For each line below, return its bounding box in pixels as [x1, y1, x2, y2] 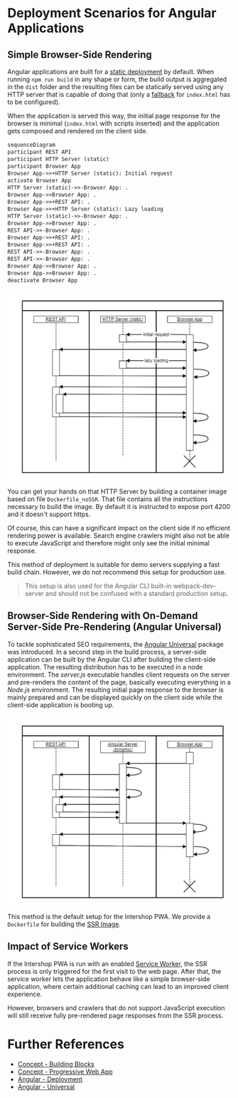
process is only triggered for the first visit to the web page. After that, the [7, 967, 222, 975]
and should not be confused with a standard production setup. [45, 589, 229, 597]
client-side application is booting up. [7, 700, 114, 709]
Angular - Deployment [17, 1074, 83, 1083]
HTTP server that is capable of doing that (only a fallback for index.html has [7, 91, 231, 98]
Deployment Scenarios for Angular [7, 5, 217, 21]
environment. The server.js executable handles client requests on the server [7, 670, 230, 679]
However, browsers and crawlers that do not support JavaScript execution [7, 1003, 225, 1012]
